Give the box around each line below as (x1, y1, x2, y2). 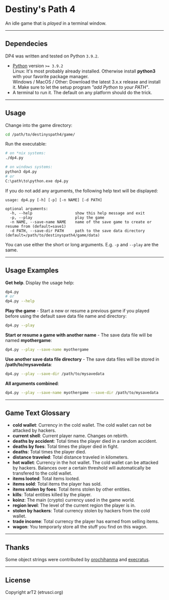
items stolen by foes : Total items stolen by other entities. (12, 486, 131, 492)
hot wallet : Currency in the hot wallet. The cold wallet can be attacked (12, 459, 158, 465)
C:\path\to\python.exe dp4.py (5, 178, 69, 183)
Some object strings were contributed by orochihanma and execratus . (5, 557, 150, 563)
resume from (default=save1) (5, 224, 66, 229)
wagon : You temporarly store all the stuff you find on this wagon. (12, 524, 147, 530)
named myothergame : (5, 338, 52, 343)
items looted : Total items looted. (12, 476, 80, 482)
